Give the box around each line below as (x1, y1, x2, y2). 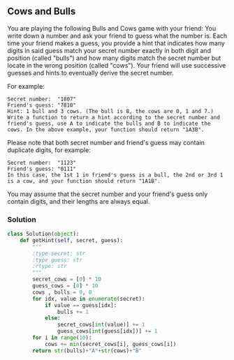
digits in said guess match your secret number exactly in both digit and (7, 46, 212, 54)
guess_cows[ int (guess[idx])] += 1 (57, 328, 158, 335)
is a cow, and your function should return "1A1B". (7, 177, 161, 184)
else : (44, 315, 61, 322)
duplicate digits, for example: (7, 146, 91, 154)
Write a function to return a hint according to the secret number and (7, 114, 220, 121)
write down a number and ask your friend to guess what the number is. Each (7, 31, 228, 40)
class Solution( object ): (7, 230, 80, 238)
